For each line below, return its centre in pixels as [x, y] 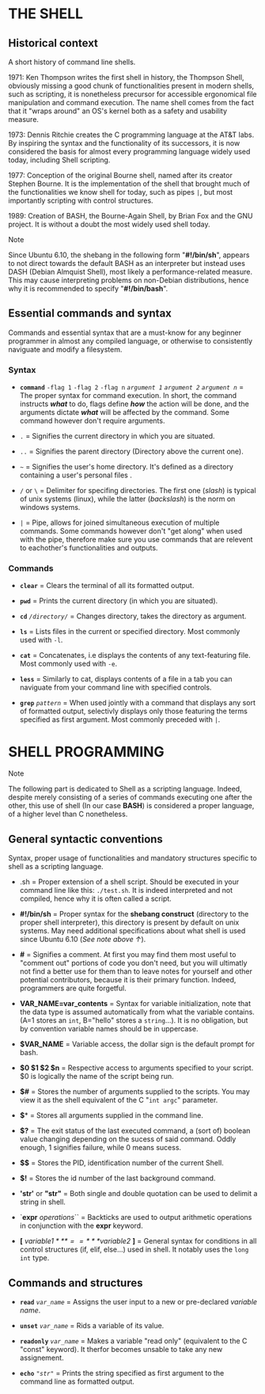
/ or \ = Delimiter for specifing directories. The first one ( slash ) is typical [138, 491]
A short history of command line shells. [72, 62]
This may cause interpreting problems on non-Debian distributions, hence [129, 280]
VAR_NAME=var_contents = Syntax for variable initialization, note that [135, 1004]
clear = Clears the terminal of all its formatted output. [107, 586]
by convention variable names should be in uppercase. [109, 1029]
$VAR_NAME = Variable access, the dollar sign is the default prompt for [137, 1044]
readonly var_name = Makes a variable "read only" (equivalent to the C [133, 1341]
